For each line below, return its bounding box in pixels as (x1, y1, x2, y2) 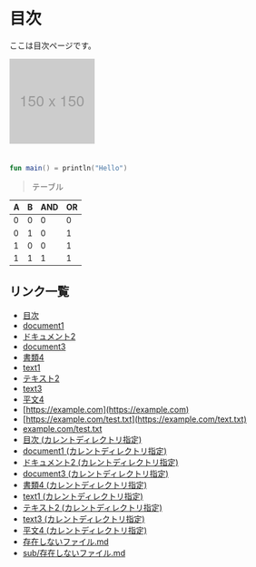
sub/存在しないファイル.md (22, 547, 125, 558)
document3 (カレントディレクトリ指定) (22, 468, 170, 479)
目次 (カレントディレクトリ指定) (22, 434, 143, 445)
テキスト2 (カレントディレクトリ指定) (22, 502, 163, 513)
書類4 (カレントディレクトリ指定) (22, 479, 148, 490)
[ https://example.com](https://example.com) (22, 404, 190, 415)
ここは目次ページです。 (9, 40, 97, 51)
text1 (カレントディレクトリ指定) (22, 491, 143, 502)
